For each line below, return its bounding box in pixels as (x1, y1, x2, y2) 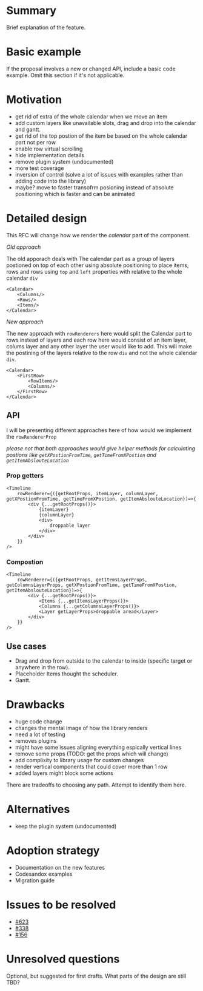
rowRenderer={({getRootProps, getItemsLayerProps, (17, 577, 148, 583)
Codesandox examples (15, 870, 73, 878)
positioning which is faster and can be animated (15, 190, 135, 197)
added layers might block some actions (15, 769, 113, 777)
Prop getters (6, 472, 44, 480)
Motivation (6, 93, 62, 107)
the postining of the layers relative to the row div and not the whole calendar (6, 349, 198, 356)
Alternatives (6, 802, 70, 816)
